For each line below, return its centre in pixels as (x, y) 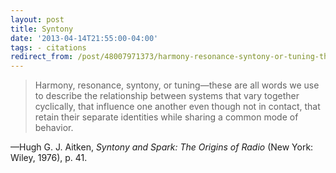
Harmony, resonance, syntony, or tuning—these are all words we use (177, 85)
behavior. (54, 128)
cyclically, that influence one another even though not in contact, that (177, 107)
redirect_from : (42, 57)
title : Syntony (42, 29)
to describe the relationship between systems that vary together (167, 96)
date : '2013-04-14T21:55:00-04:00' (84, 38)
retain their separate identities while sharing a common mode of (166, 117)
